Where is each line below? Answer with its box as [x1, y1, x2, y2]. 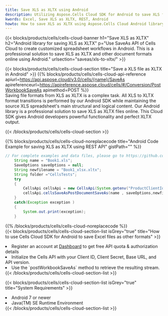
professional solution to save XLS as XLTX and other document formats [5, 51, 152, 57]
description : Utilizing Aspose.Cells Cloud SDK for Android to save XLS [5, 12, 160, 17]
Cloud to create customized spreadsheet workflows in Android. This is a [5, 45, 154, 51]
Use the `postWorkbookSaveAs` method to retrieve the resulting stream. [11, 264, 160, 270]
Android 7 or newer [11, 294, 51, 300]
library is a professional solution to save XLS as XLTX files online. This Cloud [5, 108, 163, 114]
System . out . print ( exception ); [23, 209, 86, 214]
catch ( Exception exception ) [14, 200, 75, 205]
